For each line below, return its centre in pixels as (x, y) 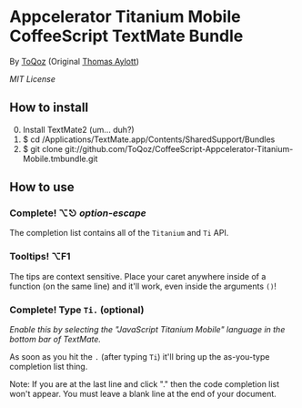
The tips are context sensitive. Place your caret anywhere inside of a (138, 276)
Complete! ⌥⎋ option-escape (78, 213)
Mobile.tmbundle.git (60, 158)
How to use (42, 187)
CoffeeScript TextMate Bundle (126, 36)
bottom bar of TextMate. (55, 340)
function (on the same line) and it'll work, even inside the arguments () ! (143, 286)
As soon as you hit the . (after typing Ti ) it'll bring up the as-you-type (140, 357)
